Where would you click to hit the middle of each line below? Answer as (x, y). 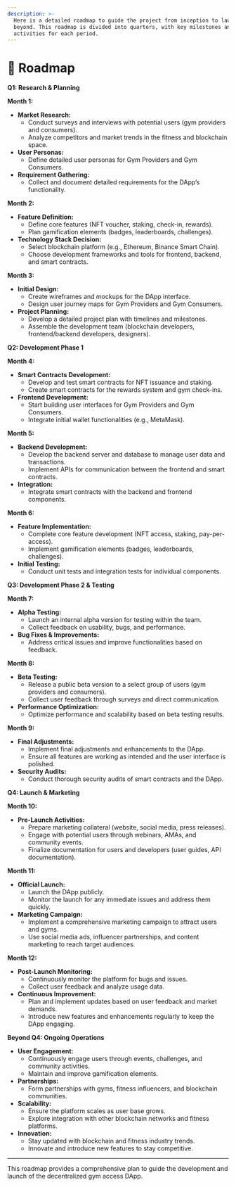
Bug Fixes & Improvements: (58, 635)
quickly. (39, 907)
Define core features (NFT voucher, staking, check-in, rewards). (120, 224)
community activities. (59, 1066)
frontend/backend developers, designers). (89, 334)
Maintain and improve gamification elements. (93, 1074)
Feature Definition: (45, 217)
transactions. (47, 462)
